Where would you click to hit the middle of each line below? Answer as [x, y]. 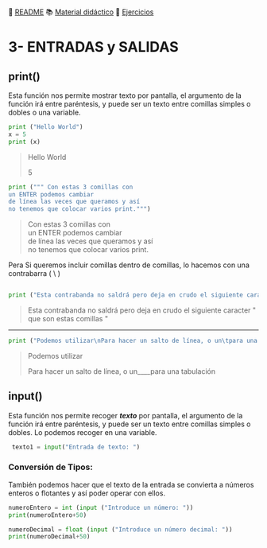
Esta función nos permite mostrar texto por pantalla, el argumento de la [125, 95]
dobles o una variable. [44, 112]
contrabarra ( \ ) [35, 274]
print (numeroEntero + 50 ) [48, 515]
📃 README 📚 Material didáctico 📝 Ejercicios [81, 12]
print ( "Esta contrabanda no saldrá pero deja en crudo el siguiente [126, 295]
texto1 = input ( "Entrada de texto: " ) [76, 447]
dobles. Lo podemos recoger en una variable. [83, 432]
